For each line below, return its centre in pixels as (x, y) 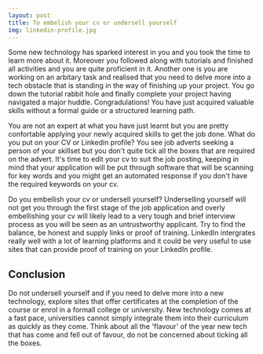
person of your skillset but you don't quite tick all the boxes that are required (131, 151)
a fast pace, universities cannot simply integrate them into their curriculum (128, 318)
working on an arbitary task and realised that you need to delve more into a (130, 77)
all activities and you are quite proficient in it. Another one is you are (118, 69)
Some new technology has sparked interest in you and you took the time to (130, 53)
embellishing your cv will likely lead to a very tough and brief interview (122, 216)
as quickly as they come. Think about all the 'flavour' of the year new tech (128, 327)
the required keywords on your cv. (64, 184)
